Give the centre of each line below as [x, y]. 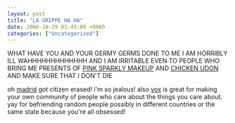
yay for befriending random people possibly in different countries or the [111, 104]
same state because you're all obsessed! [66, 112]
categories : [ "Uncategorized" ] [53, 33]
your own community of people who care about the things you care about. [115, 97]
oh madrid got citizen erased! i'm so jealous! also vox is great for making [112, 89]
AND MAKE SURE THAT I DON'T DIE [60, 76]
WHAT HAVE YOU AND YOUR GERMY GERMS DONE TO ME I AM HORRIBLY [118, 53]
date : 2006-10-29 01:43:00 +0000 [56, 27]
